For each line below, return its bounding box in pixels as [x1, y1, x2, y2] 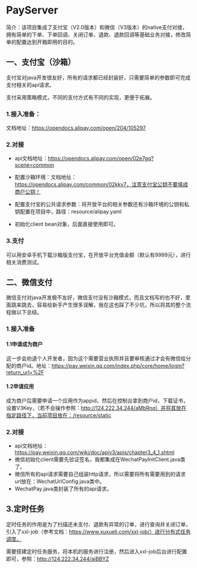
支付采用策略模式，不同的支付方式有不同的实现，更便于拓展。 [6, 93, 155, 100]
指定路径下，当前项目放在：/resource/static [6, 412, 111, 419]
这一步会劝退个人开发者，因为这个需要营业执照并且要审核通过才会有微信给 [6, 355, 186, 362]
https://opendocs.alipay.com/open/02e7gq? [47, 155, 154, 162]
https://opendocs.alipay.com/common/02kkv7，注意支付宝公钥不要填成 [14, 181, 189, 188]
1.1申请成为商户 [6, 340, 43, 347]
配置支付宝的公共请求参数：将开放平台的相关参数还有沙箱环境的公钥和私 [14, 201, 189, 208]
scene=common [14, 162, 55, 169]
